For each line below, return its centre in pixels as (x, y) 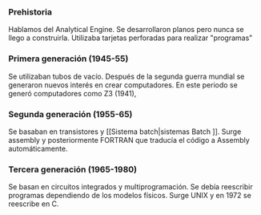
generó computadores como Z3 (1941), (72, 93)
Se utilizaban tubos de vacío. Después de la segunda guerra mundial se (126, 76)
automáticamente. (38, 148)
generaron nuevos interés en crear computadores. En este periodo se (123, 85)
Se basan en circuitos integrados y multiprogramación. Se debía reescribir (131, 187)
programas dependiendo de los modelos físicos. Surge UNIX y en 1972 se (130, 196)
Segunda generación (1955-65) (70, 114)
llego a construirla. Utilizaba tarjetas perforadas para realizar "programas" (130, 38)
